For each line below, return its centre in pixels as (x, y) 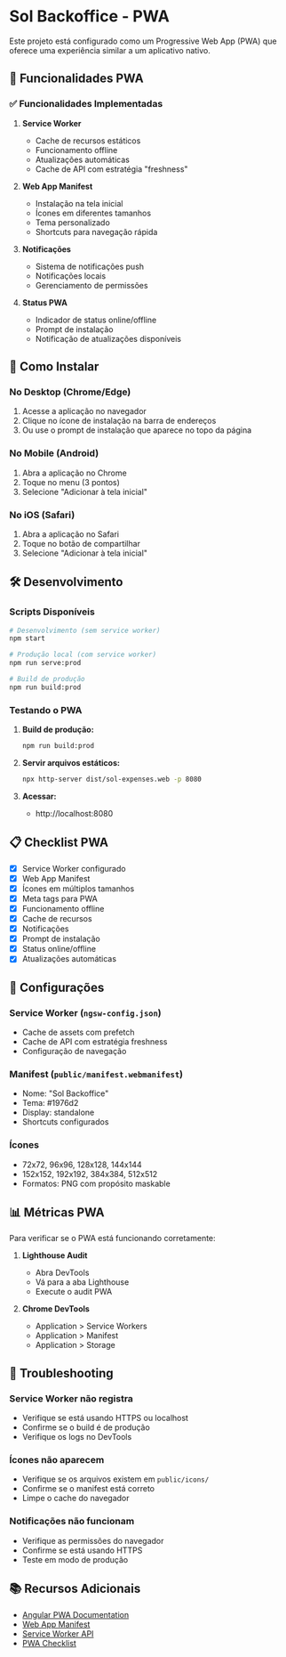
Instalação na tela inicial (79, 203)
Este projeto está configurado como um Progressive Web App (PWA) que (143, 41)
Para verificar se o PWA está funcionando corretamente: (112, 1239)
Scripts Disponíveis (52, 612)
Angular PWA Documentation (75, 1614)
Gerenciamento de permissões (91, 285)
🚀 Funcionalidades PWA (76, 79)
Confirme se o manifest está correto (88, 1489)
